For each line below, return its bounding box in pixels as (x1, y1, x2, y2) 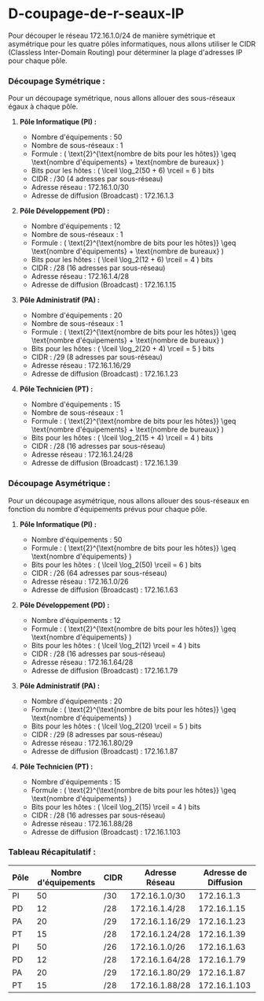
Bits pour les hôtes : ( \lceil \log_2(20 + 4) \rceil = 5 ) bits (31, 344, 214, 354)
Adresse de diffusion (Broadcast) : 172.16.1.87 (31, 746, 178, 756)
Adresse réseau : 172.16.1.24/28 (31, 450, 134, 459)
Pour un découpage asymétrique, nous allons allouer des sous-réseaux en (8, 495, 250, 505)
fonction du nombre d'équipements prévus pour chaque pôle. (8, 504, 207, 513)
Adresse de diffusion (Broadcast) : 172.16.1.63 (31, 584, 178, 595)
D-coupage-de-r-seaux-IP (8, 5, 185, 23)
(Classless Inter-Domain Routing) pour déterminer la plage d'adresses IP (8, 47, 243, 57)
